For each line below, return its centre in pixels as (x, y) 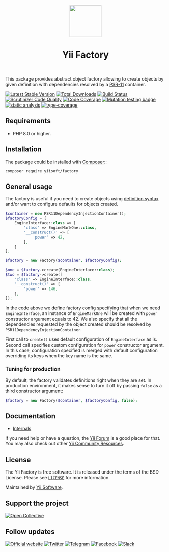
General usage (29, 186)
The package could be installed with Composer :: (56, 162)
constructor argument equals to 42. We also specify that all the (71, 319)
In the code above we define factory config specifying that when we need (83, 308)
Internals (22, 429)
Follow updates (30, 532)
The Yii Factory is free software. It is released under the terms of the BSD (82, 472)
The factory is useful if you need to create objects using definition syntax (82, 199)
